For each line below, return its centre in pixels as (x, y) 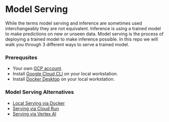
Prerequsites (21, 57)
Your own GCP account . (37, 68)
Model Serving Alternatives (40, 92)
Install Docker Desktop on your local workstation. (64, 79)
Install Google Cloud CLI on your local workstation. (65, 74)
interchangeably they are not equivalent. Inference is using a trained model (83, 28)
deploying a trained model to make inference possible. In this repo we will (81, 39)
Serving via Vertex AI (34, 113)
